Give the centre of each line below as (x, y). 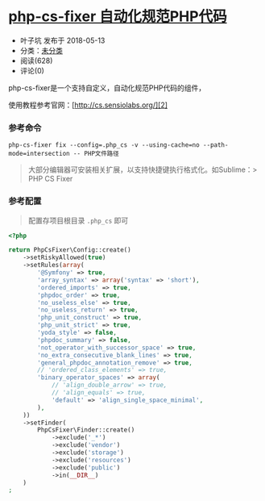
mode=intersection (39, 154)
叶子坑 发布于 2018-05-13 (62, 40)
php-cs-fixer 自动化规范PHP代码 (118, 17)
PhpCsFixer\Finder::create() (86, 430)
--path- (215, 145)
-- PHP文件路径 (96, 154)
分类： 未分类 (41, 50)
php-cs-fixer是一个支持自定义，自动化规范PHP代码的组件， (107, 88)
